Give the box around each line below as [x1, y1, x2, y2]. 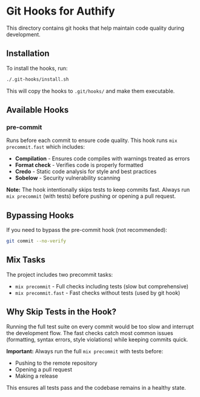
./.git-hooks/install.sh [6, 76, 69, 83]
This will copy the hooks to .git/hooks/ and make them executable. [6, 87, 175, 95]
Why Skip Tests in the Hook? [6, 307, 117, 317]
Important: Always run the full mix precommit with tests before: [6, 347, 164, 355]
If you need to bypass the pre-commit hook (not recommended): [6, 226, 168, 234]
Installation [6, 49, 50, 59]
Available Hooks [6, 105, 69, 115]
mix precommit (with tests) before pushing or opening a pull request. [6, 192, 176, 200]
